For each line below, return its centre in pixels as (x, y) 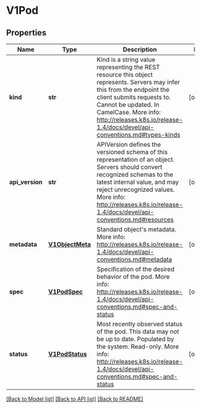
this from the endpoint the (133, 90)
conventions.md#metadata (134, 259)
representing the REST (128, 67)
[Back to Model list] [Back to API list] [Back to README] (75, 399)
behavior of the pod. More (133, 277)
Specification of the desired (135, 269)
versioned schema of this (132, 152)
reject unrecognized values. (136, 190)
